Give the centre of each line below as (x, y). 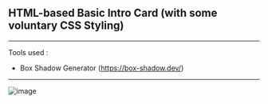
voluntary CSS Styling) (66, 26)
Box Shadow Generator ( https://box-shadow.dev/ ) (102, 68)
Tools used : (28, 52)
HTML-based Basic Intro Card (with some (113, 13)
